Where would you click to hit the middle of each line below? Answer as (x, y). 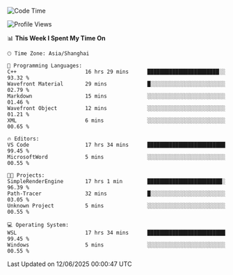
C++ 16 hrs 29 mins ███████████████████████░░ (116, 72)
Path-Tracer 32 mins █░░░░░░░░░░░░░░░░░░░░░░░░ (116, 194)
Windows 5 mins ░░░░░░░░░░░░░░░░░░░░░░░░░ (116, 245)
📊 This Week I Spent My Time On (56, 38)
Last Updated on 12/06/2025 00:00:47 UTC (70, 264)
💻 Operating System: (38, 225)
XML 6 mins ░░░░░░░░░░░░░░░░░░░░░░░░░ (116, 120)
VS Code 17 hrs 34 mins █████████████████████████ (116, 145)
